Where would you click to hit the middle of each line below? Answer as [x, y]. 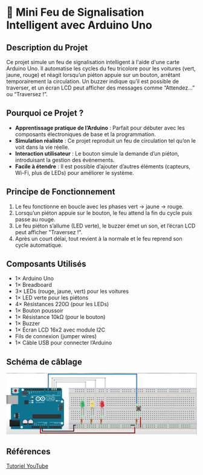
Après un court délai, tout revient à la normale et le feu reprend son [98, 238]
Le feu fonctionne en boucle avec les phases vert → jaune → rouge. [99, 206]
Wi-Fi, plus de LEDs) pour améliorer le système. [74, 172]
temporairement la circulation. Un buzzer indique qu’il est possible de [93, 81]
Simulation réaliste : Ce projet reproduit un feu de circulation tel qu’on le [105, 140]
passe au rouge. [35, 219]
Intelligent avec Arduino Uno [79, 25]
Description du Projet [47, 47]
